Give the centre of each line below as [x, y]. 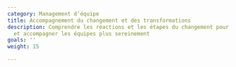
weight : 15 [23, 47]
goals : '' [22, 40]
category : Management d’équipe [53, 14]
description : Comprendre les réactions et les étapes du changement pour [118, 27]
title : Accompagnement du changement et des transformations [99, 20]
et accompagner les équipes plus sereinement [82, 33]
